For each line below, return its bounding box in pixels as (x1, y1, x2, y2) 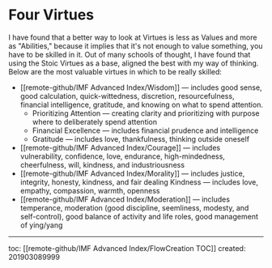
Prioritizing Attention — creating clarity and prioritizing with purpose (32, 108, 261, 118)
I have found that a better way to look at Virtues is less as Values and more (8, 32, 257, 42)
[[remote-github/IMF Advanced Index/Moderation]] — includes (19, 194, 231, 204)
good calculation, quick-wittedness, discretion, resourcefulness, (19, 91, 235, 100)
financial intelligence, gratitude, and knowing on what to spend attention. (19, 100, 263, 109)
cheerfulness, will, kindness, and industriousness (19, 160, 185, 169)
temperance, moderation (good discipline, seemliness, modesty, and (19, 202, 249, 212)
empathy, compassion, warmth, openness (19, 185, 160, 195)
